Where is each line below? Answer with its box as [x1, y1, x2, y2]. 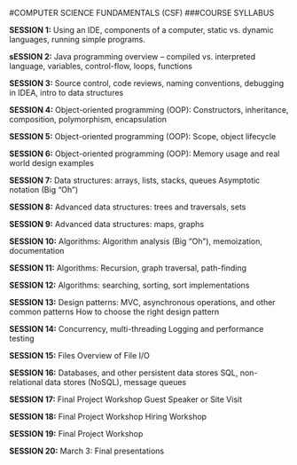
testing [9, 333, 35, 343]
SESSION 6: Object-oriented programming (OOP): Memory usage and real [9, 148, 280, 159]
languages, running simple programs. [9, 35, 146, 44]
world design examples [9, 158, 95, 168]
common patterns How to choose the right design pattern [9, 306, 220, 317]
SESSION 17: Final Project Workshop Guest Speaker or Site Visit [9, 394, 242, 405]
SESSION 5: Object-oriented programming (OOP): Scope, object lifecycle [9, 131, 277, 141]
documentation [9, 246, 65, 256]
